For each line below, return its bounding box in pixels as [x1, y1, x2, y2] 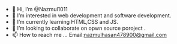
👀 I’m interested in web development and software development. [11, 12, 172, 19]
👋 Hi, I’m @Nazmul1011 [11, 6, 68, 12]
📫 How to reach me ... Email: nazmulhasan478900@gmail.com [11, 32, 167, 38]
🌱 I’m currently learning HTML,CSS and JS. [11, 18, 119, 25]
